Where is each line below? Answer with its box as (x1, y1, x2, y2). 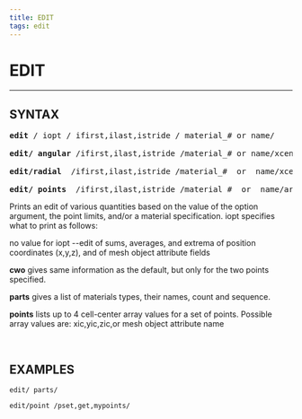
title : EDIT (9, 13, 54, 22)
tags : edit (9, 22, 50, 31)
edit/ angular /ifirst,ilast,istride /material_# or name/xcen (9, 149, 294, 159)
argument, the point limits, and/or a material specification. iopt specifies (9, 211, 276, 222)
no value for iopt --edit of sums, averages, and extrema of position (9, 238, 256, 249)
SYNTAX (9, 107, 60, 122)
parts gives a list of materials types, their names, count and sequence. (9, 292, 271, 302)
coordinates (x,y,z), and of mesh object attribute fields (9, 248, 211, 258)
